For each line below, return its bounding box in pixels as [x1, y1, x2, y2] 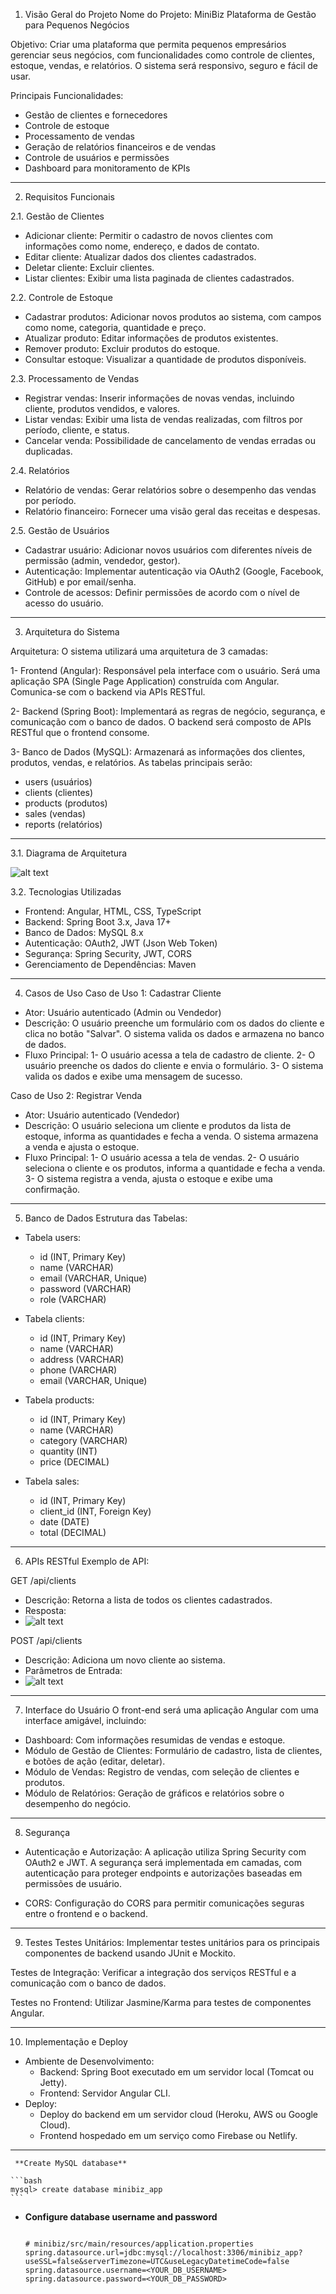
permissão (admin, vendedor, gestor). [24, 555, 181, 566]
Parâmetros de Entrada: [24, 1665, 123, 1676]
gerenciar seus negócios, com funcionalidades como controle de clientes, [10, 49, 315, 61]
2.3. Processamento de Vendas [10, 373, 140, 384]
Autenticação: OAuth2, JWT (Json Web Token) [24, 937, 218, 949]
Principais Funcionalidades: [10, 90, 124, 101]
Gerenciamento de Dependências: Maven [24, 959, 197, 970]
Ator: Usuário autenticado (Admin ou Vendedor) [24, 1007, 222, 1018]
